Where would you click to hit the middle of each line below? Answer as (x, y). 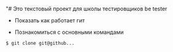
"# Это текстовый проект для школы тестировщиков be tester (87, 9)
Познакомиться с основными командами (69, 32)
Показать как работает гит (50, 20)
